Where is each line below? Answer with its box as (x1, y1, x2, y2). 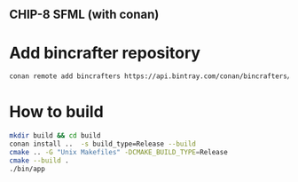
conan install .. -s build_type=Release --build (9, 139, 197, 149)
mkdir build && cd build (9, 131, 101, 140)
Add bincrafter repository (9, 43, 201, 63)
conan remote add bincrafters (9, 72, 122, 81)
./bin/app (9, 164, 46, 173)
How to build (9, 102, 104, 123)
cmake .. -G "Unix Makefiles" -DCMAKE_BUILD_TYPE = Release (9, 147, 228, 156)
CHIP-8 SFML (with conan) (9, 7, 160, 22)
